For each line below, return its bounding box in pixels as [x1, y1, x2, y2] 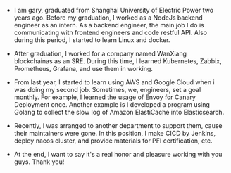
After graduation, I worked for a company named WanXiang [13, 49, 187, 58]
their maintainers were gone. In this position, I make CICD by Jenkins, [13, 129, 216, 137]
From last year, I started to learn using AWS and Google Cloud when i [13, 78, 215, 86]
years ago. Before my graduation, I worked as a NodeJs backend [13, 13, 203, 22]
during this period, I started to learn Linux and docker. [13, 36, 170, 44]
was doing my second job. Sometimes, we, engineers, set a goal [13, 86, 201, 94]
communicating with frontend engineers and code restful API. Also [13, 28, 208, 37]
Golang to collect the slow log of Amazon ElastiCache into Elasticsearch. [13, 108, 225, 116]
